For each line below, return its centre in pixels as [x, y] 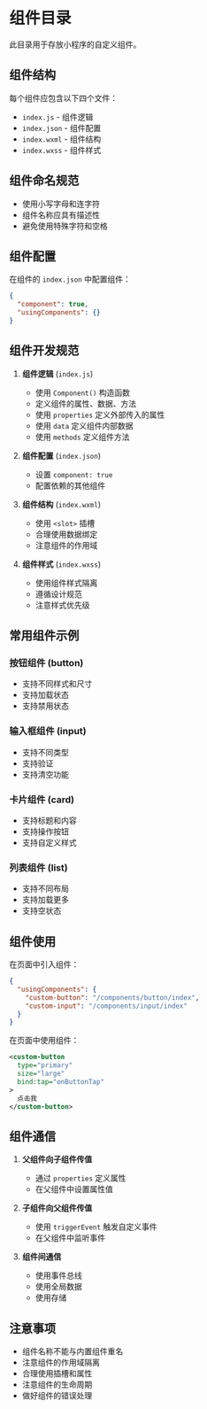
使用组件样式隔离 [66, 583]
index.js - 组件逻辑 [57, 117]
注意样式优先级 [62, 605]
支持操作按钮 [45, 831]
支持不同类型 [45, 752]
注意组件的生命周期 [57, 1385]
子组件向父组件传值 [57, 1208]
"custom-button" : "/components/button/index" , [112, 997]
